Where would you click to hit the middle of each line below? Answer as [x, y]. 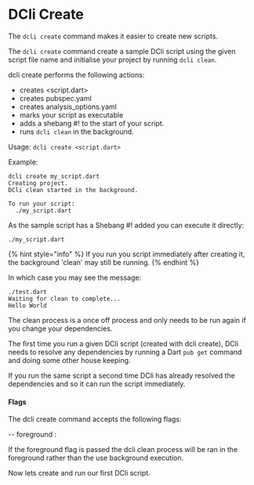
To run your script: [42, 204]
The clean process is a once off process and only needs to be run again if [127, 320]
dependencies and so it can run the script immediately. [97, 384]
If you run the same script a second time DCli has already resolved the [122, 375]
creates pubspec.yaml [55, 98]
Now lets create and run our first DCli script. [79, 473]
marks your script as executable [71, 114]
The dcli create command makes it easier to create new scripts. [113, 36]
